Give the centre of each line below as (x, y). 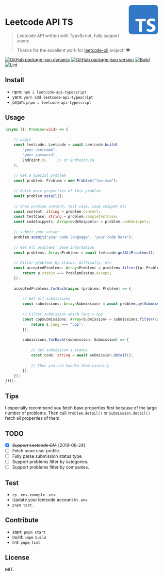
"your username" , (40, 150)
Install (15, 80)
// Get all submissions (46, 299)
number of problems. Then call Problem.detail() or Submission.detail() (78, 413)
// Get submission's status (59, 350)
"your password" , (40, 155)
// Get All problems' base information (54, 247)
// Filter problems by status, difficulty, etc (63, 263)
